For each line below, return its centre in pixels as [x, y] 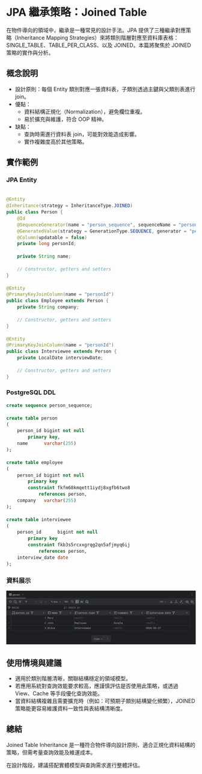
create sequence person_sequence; [50, 405]
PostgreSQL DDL [31, 392]
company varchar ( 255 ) [47, 501]
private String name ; [44, 257]
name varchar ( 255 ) [47, 443]
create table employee [35, 462]
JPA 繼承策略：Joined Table [77, 12]
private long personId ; [47, 244]
